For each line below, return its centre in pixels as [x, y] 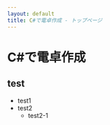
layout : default [31, 14]
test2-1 [38, 115]
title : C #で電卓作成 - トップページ [55, 20]
